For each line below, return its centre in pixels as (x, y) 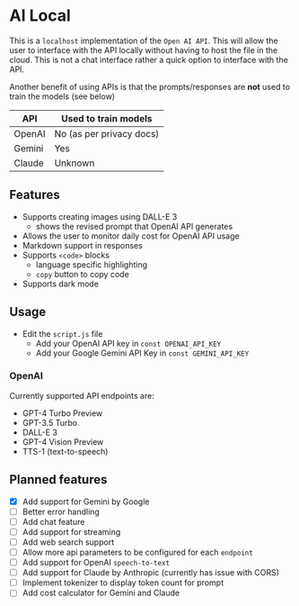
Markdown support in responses (83, 245)
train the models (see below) (62, 96)
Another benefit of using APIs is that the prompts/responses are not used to (149, 86)
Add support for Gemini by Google (86, 502)
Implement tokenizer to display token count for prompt (123, 583)
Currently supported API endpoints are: (82, 395)
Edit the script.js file (62, 333)
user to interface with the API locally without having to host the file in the (144, 50)
